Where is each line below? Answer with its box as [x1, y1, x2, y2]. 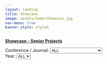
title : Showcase [5, 12, 38, 16]
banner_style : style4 [5, 25, 49, 30]
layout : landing [5, 7, 38, 12]
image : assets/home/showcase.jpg [5, 16, 73, 21]
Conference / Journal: [5, 48, 50, 53]
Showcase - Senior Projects [5, 38, 62, 44]
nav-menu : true [5, 20, 36, 26]
